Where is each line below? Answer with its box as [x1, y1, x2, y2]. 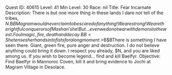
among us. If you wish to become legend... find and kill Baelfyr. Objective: [5, 53, 161, 59]
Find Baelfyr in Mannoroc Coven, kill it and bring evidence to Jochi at [5, 59, 151, 64]
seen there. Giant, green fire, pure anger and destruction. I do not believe [5, 42, 160, 48]
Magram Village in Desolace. [5, 64, 66, 70]
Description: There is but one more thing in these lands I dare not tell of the [5, 10, 164, 16]
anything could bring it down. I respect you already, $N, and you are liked [5, 48, 160, 54]
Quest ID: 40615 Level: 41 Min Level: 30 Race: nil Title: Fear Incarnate [5, 5, 152, 10]
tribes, [5, 15, 19, 21]
